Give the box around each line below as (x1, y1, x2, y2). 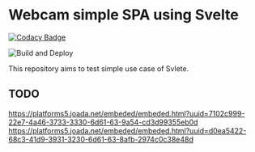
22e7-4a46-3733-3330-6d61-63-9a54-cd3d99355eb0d (8, 117, 198, 127)
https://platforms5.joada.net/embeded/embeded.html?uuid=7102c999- (8, 108, 245, 118)
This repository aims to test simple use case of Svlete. (8, 63, 189, 74)
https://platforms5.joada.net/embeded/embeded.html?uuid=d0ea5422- (8, 125, 247, 135)
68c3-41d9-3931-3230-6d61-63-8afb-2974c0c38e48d (8, 134, 194, 144)
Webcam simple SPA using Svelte (8, 6, 239, 24)
